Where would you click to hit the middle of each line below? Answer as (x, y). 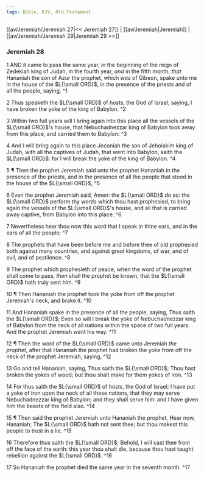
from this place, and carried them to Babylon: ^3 (67, 133)
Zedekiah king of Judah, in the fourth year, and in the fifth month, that (94, 71)
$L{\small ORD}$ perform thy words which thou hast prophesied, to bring (98, 201)
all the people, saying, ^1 (37, 90)
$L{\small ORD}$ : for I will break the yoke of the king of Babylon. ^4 (91, 158)
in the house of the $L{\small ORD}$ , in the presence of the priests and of (99, 84)
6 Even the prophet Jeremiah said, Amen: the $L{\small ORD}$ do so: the (98, 195)
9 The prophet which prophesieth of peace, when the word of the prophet (99, 269)
